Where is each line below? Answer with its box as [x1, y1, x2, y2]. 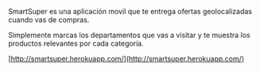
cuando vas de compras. [8, 15, 90, 24]
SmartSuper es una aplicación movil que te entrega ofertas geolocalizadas [8, 7, 253, 16]
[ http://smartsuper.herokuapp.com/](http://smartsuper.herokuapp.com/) [8, 54, 245, 63]
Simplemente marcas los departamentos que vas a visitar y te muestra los [8, 31, 250, 39]
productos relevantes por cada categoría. [8, 39, 145, 48]
